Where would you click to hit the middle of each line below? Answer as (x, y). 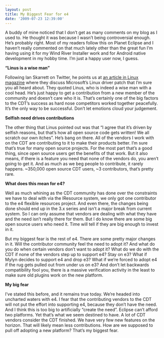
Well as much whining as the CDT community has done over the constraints (81, 193)
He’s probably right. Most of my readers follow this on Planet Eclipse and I (79, 43)
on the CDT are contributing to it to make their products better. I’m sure (76, 143)
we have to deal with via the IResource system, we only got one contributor (81, 198)
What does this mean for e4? (35, 184)
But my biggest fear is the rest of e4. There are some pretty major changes (80, 239)
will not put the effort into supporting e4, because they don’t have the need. (81, 305)
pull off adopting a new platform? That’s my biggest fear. (62, 331)
